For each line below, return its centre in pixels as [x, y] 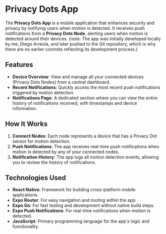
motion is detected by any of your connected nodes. [66, 152]
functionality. [26, 227]
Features [19, 65]
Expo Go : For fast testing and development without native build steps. [83, 205]
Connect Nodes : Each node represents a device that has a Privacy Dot [84, 136]
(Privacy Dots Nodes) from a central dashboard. [61, 82]
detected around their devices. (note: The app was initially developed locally [83, 39]
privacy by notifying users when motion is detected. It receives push [75, 28]
